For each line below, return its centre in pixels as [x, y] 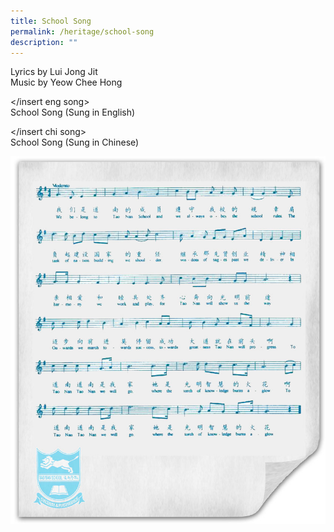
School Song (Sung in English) [73, 112]
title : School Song [51, 21]
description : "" [44, 42]
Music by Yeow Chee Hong [66, 82]
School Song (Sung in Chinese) [75, 142]
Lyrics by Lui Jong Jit [54, 72]
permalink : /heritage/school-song [82, 31]
